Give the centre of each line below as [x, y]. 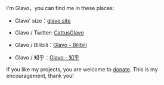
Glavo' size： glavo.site [43, 21]
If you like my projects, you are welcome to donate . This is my [82, 69]
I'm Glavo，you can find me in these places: [60, 8]
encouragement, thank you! [40, 76]
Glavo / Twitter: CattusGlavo [49, 33]
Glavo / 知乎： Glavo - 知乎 [47, 57]
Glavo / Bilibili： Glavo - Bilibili [51, 45]
